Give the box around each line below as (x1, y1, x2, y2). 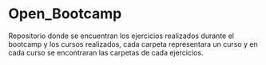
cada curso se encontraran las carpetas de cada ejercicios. (8, 48, 204, 57)
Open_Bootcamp (8, 5, 122, 23)
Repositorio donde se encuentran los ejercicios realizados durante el (8, 31, 234, 40)
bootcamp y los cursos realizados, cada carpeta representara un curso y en (8, 39, 258, 48)
